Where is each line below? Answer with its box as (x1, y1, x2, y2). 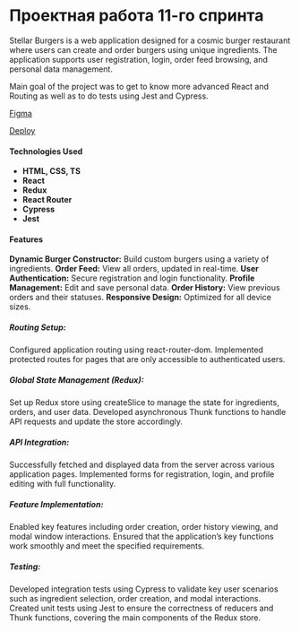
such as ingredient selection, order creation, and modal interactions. (9, 593, 261, 604)
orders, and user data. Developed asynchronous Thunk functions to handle (9, 407, 287, 418)
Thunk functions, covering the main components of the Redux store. (9, 612, 261, 623)
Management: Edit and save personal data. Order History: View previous (9, 282, 280, 293)
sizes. (9, 301, 31, 312)
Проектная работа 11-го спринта (9, 5, 264, 26)
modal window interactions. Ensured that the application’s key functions (9, 531, 275, 542)
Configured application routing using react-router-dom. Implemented (9, 344, 264, 355)
